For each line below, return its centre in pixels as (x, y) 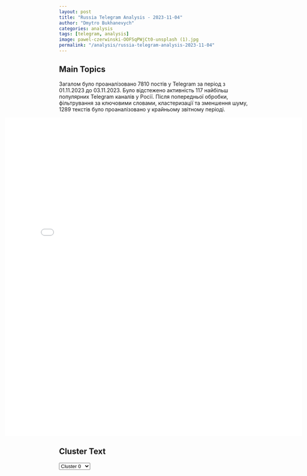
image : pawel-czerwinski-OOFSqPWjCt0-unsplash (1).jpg (129, 40)
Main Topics (82, 69)
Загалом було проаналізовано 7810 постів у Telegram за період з (142, 84)
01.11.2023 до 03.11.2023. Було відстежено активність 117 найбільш (144, 90)
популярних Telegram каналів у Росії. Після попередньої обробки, (144, 96)
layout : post (75, 12)
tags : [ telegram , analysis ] (94, 34)
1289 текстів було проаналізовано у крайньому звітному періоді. (142, 109)
